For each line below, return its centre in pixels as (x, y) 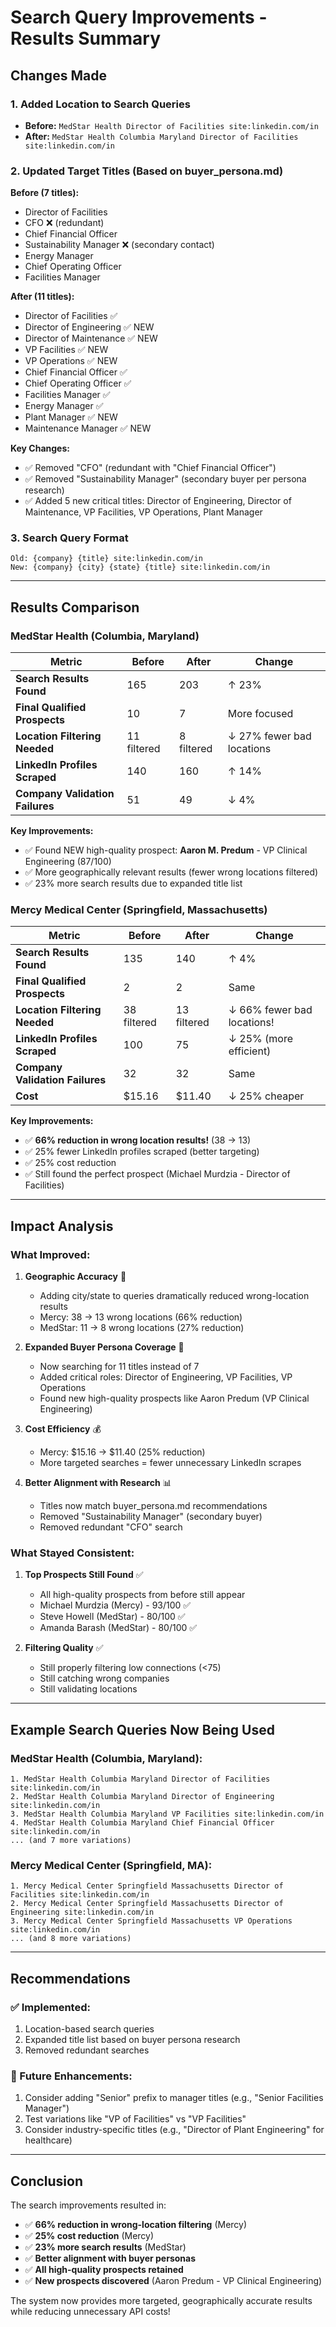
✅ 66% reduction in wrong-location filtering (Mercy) (136, 2225)
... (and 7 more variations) (71, 1841)
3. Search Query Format (69, 538)
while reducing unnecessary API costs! (90, 2312)
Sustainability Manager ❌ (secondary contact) (119, 245)
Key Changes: (40, 448)
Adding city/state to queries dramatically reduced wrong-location (174, 1296)
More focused (260, 714)
